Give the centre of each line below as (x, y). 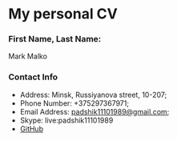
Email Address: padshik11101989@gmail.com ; (95, 111)
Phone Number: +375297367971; (74, 103)
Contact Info (33, 77)
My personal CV (63, 14)
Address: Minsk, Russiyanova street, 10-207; (93, 95)
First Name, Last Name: (55, 39)
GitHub (32, 128)
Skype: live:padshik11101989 (66, 120)
